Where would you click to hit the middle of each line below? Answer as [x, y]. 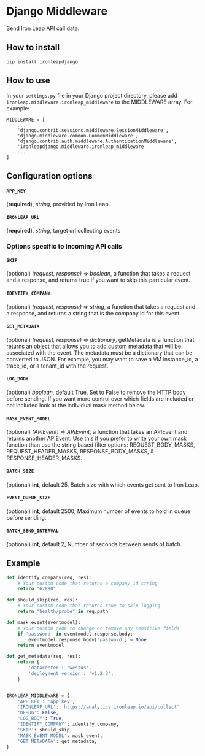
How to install [33, 48]
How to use [28, 81]
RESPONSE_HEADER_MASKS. [44, 458]
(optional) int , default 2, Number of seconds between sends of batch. [94, 544]
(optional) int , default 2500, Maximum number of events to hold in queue [99, 511]
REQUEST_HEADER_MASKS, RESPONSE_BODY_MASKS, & [80, 452]
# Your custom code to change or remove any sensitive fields [99, 628]
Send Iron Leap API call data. [43, 28]
